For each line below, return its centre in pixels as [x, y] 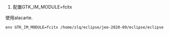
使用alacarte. [19, 18]
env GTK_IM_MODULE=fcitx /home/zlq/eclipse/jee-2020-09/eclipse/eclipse [84, 27]
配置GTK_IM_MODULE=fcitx [43, 7]
